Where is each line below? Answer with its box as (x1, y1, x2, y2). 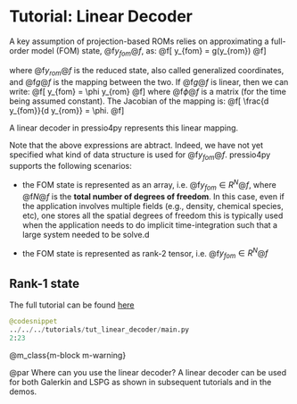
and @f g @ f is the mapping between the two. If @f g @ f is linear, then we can (9, 76, 289, 87)
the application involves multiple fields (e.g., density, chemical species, (21, 200, 284, 211)
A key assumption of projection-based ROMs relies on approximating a (9, 36, 269, 46)
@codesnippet (9, 317, 58, 326)
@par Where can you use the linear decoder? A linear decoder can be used (9, 366, 287, 377)
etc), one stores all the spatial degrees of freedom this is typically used (21, 210, 284, 221)
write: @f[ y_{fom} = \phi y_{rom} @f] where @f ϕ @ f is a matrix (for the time (9, 86, 287, 97)
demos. (9, 386, 37, 397)
